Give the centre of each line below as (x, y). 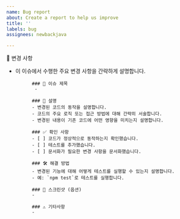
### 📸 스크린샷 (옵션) (56, 190)
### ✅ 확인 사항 (50, 132)
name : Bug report (28, 12)
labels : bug (21, 29)
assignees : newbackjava (37, 35)
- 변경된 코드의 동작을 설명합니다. (69, 107)
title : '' (19, 23)
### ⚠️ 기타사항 (48, 207)
